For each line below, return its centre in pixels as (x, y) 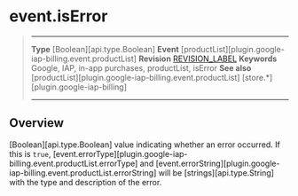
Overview (37, 123)
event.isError (59, 16)
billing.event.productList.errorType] (74, 163)
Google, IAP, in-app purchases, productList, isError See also (141, 67)
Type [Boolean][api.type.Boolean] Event (105, 49)
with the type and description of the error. (86, 182)
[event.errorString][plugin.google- (218, 163)
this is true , (30, 153)
